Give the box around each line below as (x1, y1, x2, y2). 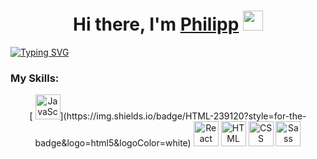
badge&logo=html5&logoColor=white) (34, 137, 192, 149)
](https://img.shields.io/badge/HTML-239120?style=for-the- (59, 110, 307, 122)
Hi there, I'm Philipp (73, 13, 240, 36)
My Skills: (10, 71, 60, 85)
